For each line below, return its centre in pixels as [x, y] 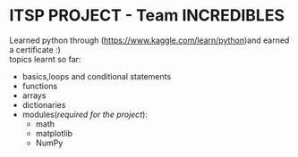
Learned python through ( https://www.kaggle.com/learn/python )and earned [149, 40]
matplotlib [54, 133]
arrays [34, 95]
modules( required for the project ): [85, 114]
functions [40, 86]
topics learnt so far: [45, 59]
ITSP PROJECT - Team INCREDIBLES [147, 16]
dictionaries [44, 104]
